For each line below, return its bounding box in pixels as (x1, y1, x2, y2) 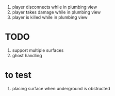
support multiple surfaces (12, 47, 64, 53)
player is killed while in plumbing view (12, 15, 88, 20)
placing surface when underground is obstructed (12, 85, 110, 91)
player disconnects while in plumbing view (12, 4, 97, 10)
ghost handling (12, 52, 42, 58)
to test (5, 70, 32, 80)
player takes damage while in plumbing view (12, 9, 101, 15)
